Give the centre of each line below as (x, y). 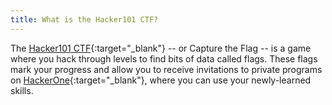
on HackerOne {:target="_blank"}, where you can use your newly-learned (161, 80)
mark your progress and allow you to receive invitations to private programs (166, 69)
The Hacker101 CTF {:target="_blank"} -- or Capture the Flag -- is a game (161, 48)
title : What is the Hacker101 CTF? (84, 19)
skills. (22, 90)
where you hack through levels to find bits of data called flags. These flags (164, 58)
